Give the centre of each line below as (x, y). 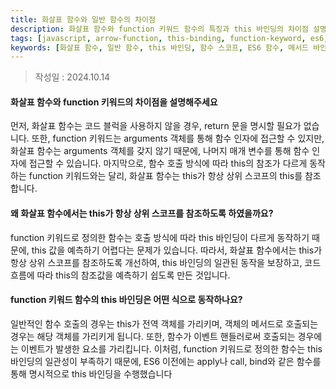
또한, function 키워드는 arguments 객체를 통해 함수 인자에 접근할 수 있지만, (178, 138)
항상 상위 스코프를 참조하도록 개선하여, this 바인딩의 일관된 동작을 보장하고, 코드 (166, 262)
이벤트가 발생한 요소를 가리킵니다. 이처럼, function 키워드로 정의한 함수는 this (171, 348)
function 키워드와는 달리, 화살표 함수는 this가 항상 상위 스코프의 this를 (165, 176)
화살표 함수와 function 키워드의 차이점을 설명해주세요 (114, 102)
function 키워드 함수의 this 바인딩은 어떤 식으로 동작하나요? (126, 300)
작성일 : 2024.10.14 (72, 77)
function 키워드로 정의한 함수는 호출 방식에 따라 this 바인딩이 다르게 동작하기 (160, 237)
